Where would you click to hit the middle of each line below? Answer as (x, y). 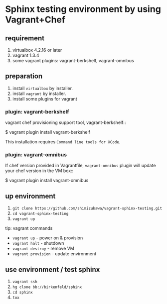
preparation (24, 76)
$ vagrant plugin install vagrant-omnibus (47, 181)
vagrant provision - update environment (54, 254)
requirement (25, 38)
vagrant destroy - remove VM (43, 249)
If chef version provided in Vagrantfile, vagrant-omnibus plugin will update (81, 166)
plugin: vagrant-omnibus (36, 155)
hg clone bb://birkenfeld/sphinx (47, 287)
